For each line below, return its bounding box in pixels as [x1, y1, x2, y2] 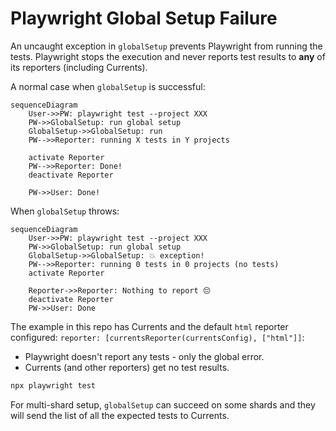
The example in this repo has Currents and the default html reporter [10, 320, 289, 332]
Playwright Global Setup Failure [10, 7, 278, 30]
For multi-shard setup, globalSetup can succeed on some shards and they [10, 398, 316, 411]
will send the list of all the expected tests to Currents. [10, 409, 230, 421]
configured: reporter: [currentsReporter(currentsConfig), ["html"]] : [10, 331, 305, 343]
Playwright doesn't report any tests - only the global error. [24, 350, 265, 362]
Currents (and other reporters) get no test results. [24, 361, 230, 373]
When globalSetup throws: [10, 205, 120, 217]
